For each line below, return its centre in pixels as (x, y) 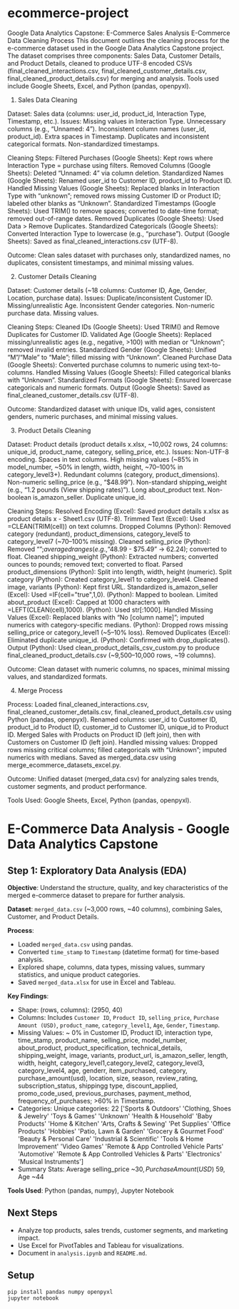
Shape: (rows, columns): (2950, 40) (70, 1010)
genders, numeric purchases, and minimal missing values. (93, 416)
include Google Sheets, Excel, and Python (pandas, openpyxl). (99, 86)
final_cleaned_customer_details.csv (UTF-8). (73, 395)
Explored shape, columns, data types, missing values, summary (111, 967)
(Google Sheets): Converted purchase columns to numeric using (102, 365)
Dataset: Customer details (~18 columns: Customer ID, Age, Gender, (107, 290)
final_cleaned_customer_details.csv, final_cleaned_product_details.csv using (119, 712)
